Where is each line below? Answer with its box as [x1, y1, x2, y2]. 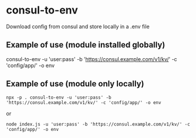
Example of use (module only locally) [6, 79, 144, 89]
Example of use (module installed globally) [6, 40, 165, 50]
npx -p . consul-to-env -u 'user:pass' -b [6, 95, 111, 100]
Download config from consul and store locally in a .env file [6, 23, 150, 30]
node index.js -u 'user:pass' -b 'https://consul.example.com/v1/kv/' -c [6, 121, 191, 127]
